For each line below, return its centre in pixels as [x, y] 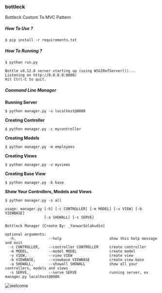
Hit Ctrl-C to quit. [26, 79]
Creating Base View [25, 174]
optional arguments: [26, 234]
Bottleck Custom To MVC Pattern [38, 17]
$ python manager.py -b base [34, 183]
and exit [14, 243]
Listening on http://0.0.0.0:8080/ [41, 75]
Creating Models [22, 138]
